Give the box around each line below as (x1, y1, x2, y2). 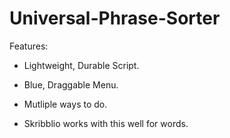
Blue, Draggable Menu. (23, 78, 119, 91)
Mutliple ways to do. (23, 98, 108, 110)
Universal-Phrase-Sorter (9, 7, 221, 30)
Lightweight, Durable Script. (23, 59, 140, 71)
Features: (9, 40, 49, 52)
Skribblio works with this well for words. (23, 117, 189, 129)
